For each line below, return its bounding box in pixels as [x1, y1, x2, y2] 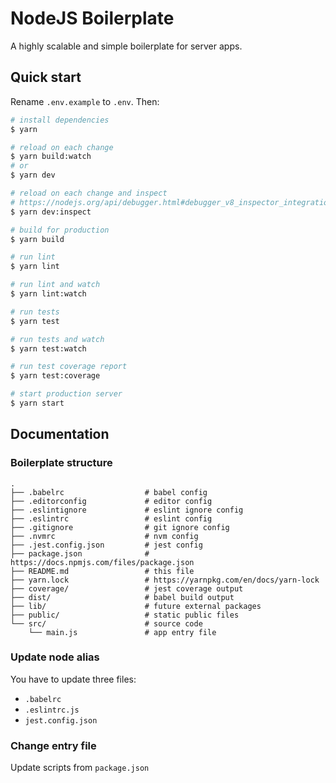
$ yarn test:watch [10, 343, 87, 354]
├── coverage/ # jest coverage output [10, 583, 244, 594]
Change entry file [10, 738, 97, 752]
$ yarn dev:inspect [10, 207, 92, 217]
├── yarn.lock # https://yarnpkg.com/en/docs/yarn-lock [10, 575, 320, 585]
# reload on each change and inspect [10, 188, 168, 198]
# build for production [10, 225, 110, 235]
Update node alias [10, 650, 100, 664]
